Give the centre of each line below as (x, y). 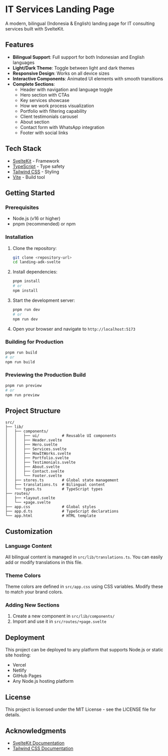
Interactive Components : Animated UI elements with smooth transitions (88, 78)
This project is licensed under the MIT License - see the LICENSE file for (80, 709)
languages (24, 62)
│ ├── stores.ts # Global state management (62, 480)
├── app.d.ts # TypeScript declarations (62, 512)
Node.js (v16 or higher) (36, 218)
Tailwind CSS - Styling (36, 172)
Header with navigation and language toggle (66, 89)
